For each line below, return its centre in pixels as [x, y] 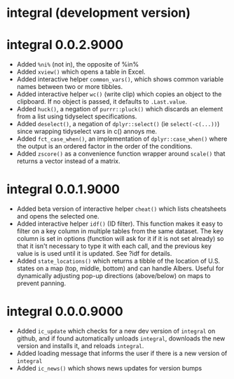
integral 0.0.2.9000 [65, 45]
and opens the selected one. [58, 216]
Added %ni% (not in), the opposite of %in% [78, 64]
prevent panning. [41, 283]
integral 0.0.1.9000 [63, 189]
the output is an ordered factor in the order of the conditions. [104, 146]
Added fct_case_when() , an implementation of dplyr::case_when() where [122, 139]
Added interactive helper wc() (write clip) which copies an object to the [119, 94]
